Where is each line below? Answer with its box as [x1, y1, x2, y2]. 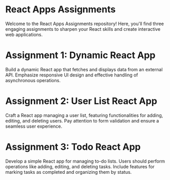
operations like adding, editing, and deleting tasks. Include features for [5, 163, 155, 170]
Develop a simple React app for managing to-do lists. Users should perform [5, 158, 165, 164]
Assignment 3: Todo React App [5, 141, 141, 152]
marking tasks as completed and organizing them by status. [5, 169, 132, 175]
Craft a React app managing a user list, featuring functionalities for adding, [5, 112, 163, 118]
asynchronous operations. [5, 77, 61, 83]
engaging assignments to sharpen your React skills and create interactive [5, 26, 161, 32]
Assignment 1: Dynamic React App [5, 50, 156, 61]
